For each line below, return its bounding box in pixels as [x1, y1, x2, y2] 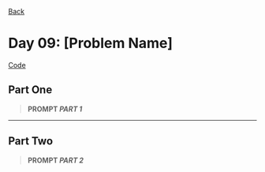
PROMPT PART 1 [27, 104, 83, 114]
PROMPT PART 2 [27, 155, 84, 165]
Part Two [8, 134, 54, 148]
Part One [8, 83, 53, 97]
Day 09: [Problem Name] [8, 35, 174, 52]
